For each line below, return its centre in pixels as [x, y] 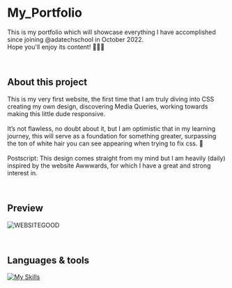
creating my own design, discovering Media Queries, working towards [108, 106]
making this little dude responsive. [56, 113]
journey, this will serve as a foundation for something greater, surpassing [112, 136]
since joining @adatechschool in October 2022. [76, 39]
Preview [25, 208]
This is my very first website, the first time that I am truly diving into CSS [111, 99]
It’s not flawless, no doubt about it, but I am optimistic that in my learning [111, 128]
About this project [47, 82]
